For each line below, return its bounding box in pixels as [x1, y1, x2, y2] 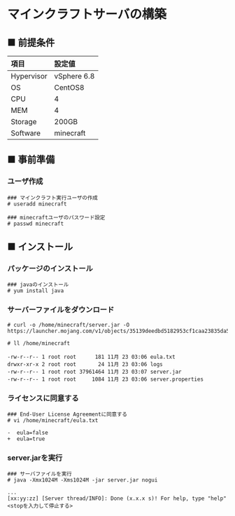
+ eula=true [7, 435, 45, 442]
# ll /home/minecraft [7, 339, 71, 347]
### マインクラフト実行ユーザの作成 [7, 194, 98, 201]
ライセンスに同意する [7, 393, 79, 403]
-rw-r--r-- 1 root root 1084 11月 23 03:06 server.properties [7, 376, 204, 383]
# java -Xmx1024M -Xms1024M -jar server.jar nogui [7, 477, 158, 484]
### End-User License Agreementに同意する [7, 411, 128, 418]
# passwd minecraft [7, 220, 64, 227]
